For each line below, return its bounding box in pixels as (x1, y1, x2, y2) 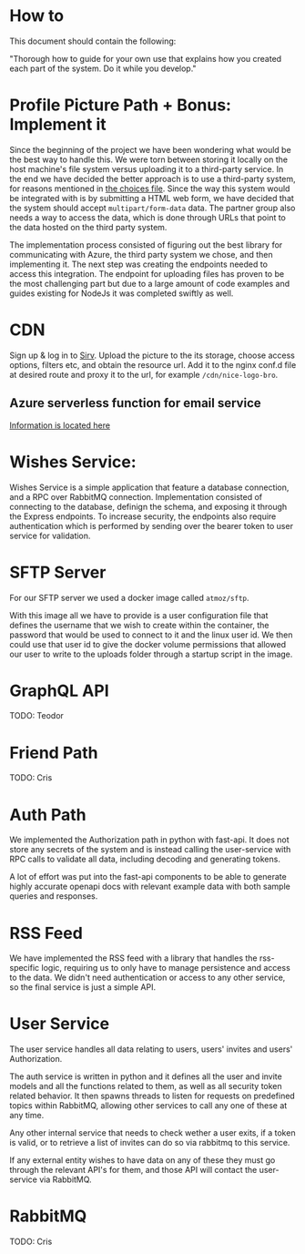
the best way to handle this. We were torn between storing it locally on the (9, 154, 289, 165)
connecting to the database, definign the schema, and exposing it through (9, 501, 288, 512)
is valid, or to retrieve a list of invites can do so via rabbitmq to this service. (9, 1137, 290, 1148)
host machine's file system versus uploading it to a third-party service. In (9, 163, 284, 174)
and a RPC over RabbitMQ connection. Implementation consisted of (9, 491, 263, 502)
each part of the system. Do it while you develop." (9, 63, 198, 74)
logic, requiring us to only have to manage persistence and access (41, 963, 291, 974)
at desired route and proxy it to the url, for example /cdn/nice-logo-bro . (9, 369, 279, 380)
